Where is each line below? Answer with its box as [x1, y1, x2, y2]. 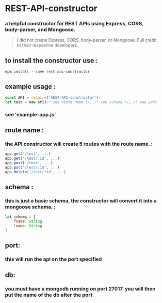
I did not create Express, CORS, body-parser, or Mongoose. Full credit [16, 37, 157, 43]
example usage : [5, 82, 56, 91]
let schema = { [5, 214, 36, 219]
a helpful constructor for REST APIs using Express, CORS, [5, 20, 144, 27]
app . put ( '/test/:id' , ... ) [5, 165, 60, 170]
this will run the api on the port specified [5, 256, 102, 263]
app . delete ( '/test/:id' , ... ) [5, 169, 66, 174]
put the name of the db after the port [5, 291, 93, 298]
